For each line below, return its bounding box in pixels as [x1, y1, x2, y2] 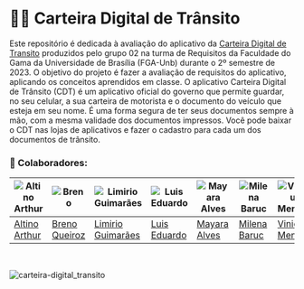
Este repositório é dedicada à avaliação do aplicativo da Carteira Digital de [9, 38, 287, 49]
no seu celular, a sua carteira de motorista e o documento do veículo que [9, 95, 282, 107]
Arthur [14, 229, 42, 242]
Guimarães [93, 229, 141, 242]
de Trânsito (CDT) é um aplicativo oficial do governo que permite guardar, [9, 86, 285, 97]
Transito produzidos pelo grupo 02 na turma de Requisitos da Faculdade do [9, 47, 291, 58]
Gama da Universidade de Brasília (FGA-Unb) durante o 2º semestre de [9, 57, 276, 68]
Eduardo [150, 229, 187, 242]
